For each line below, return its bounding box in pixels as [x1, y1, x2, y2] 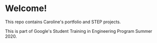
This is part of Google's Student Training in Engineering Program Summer [5, 28, 153, 34]
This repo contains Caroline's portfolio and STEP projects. [5, 19, 121, 25]
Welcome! [5, 3, 47, 14]
